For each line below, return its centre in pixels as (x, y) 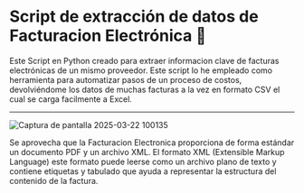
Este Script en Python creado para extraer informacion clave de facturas (144, 60)
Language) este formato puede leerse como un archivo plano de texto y (143, 161)
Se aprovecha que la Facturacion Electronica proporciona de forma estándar (152, 142)
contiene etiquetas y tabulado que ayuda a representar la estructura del (143, 171)
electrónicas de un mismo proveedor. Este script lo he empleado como (141, 70)
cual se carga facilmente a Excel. (71, 99)
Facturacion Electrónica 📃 (108, 36)
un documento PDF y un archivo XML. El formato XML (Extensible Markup (147, 152)
